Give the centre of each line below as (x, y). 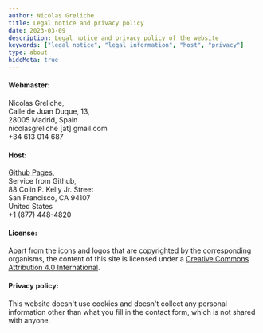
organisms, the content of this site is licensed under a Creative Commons (129, 259)
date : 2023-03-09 (37, 30)
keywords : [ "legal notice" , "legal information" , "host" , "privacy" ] (126, 45)
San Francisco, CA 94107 (49, 198)
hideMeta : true (33, 60)
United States (31, 207)
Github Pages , (31, 172)
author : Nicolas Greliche (51, 15)
